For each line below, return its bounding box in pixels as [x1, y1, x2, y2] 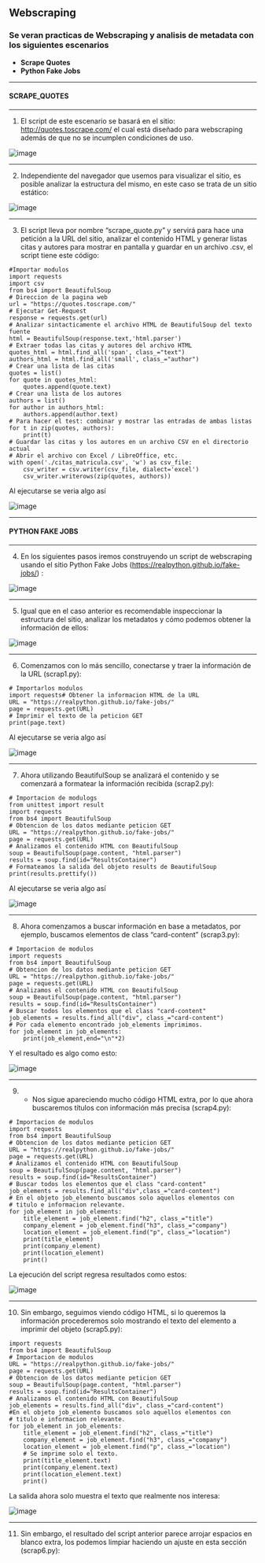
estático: [20, 187, 50, 197]
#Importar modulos [9, 265, 69, 274]
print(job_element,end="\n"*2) [23, 1035, 126, 1043]
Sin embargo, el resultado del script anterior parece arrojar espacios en [20, 1529, 252, 1539]
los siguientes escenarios [9, 39, 109, 50]
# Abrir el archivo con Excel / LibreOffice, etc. [9, 452, 179, 460]
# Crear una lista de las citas [9, 362, 115, 370]
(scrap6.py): [20, 1546, 61, 1555]
